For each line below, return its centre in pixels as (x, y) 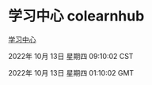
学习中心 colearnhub (76, 16)
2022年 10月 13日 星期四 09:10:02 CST (71, 56)
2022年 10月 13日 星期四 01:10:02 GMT (71, 72)
